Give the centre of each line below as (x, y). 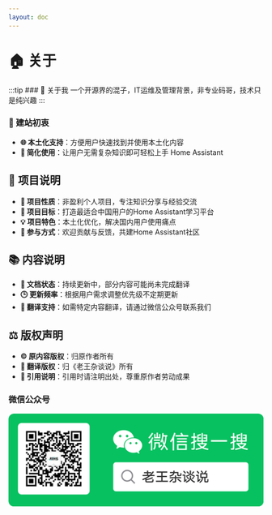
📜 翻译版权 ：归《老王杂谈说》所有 (76, 367)
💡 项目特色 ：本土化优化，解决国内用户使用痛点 (98, 221)
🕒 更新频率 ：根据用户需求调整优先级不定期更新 (99, 294)
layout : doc (28, 17)
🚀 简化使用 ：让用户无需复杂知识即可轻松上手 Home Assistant (121, 152)
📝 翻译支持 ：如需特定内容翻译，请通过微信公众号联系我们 (116, 307)
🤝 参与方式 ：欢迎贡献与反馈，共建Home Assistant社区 (110, 232)
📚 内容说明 (37, 260)
